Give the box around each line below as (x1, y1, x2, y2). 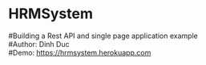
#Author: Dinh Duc (8, 39, 70, 48)
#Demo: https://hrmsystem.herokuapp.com (8, 48, 151, 57)
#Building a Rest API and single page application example (8, 31, 198, 40)
